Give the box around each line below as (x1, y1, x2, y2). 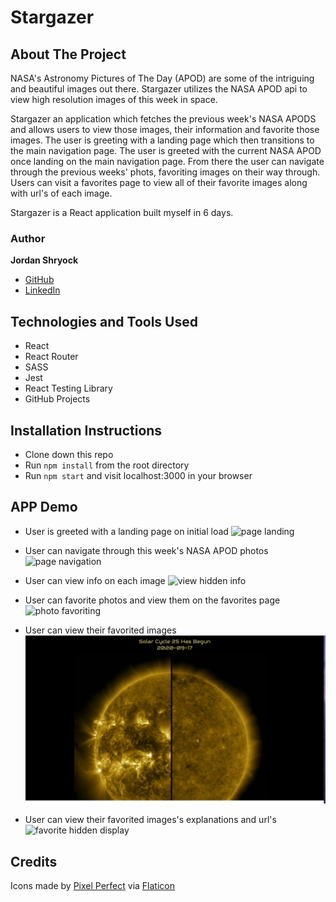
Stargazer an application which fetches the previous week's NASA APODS (10, 113, 317, 125)
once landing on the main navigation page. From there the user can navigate (10, 156, 325, 167)
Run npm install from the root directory (24, 459, 190, 471)
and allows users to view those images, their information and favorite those (10, 124, 320, 135)
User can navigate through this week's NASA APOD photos (24, 544, 269, 556)
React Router (24, 351, 79, 363)
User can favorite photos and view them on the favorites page (24, 594, 281, 606)
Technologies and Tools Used (10, 313, 198, 330)
